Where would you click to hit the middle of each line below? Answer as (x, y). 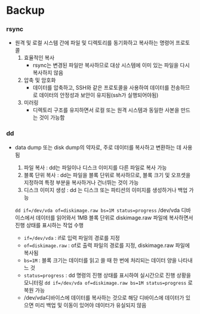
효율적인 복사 (39, 58)
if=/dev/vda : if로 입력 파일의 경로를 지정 (72, 237)
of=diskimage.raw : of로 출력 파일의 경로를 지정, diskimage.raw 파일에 (107, 245)
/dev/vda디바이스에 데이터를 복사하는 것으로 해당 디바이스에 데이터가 (104, 297)
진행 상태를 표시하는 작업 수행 (49, 225)
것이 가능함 (52, 118)
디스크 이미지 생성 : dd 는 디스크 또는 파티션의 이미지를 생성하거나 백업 (106, 190)
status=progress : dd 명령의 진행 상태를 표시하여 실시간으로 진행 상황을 (107, 275)
